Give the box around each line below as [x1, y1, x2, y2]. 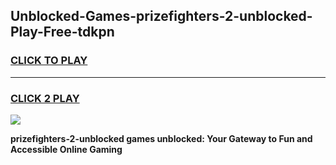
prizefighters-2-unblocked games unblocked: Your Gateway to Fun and [10, 132, 313, 144]
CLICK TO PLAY [10, 54, 88, 68]
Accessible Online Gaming [10, 143, 123, 155]
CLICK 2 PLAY [10, 91, 80, 105]
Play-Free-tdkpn [10, 24, 115, 41]
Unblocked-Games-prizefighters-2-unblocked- [10, 8, 313, 25]
